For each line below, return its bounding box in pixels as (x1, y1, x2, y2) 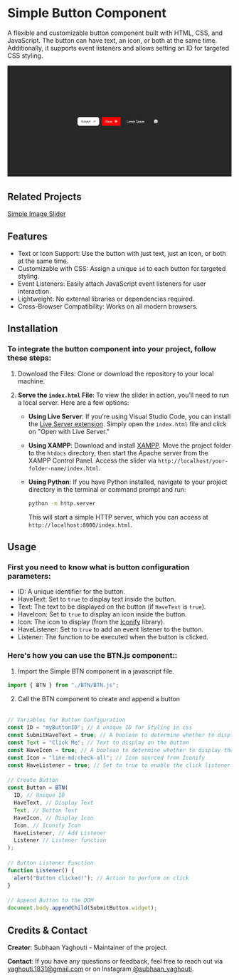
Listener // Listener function (14, 837, 107, 844)
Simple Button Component (7, 5, 167, 21)
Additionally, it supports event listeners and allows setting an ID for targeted (7, 43, 230, 52)
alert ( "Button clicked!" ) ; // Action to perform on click (14, 875, 190, 882)
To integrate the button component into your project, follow (7, 344, 217, 354)
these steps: (7, 353, 52, 363)
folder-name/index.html (28, 465, 100, 472)
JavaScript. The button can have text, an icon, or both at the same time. (7, 36, 218, 44)
